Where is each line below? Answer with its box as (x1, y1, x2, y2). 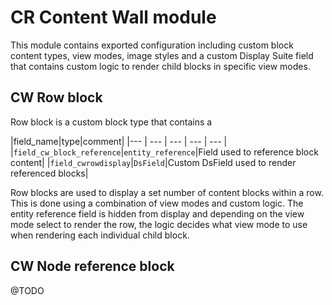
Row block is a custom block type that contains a (10, 116, 213, 128)
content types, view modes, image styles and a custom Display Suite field (10, 49, 314, 61)
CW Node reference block (10, 258, 175, 275)
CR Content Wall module (10, 6, 217, 29)
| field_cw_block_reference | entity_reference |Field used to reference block (10, 146, 319, 158)
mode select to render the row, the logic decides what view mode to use (10, 218, 308, 230)
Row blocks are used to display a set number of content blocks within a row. (10, 186, 324, 198)
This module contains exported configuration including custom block (10, 39, 294, 51)
